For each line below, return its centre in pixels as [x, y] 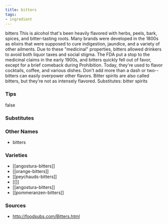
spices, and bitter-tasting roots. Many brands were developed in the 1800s [82, 38]
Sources [15, 205]
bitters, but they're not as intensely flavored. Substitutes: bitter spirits [76, 81]
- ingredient [19, 19]
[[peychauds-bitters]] [34, 177]
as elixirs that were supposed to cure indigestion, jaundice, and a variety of [82, 44]
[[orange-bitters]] [30, 171]
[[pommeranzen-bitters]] [38, 192]
